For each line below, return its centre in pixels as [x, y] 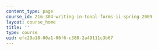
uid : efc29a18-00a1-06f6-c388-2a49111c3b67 [60, 38]
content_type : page [30, 11]
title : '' [18, 27]
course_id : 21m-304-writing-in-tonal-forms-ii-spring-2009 [79, 17]
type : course [22, 33]
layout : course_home [31, 22]
